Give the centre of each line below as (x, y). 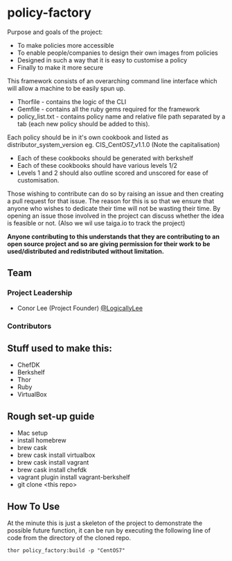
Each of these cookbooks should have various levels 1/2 (97, 165)
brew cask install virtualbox (56, 455)
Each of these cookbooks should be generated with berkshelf (105, 158)
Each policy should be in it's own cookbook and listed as (88, 137)
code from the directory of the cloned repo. (69, 537)
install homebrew (42, 440)
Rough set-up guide (51, 416)
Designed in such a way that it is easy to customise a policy (102, 60)
